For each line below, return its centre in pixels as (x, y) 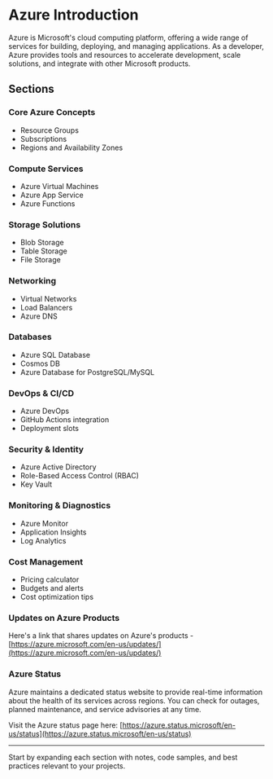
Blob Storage (42, 243)
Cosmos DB (40, 363)
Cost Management (46, 561)
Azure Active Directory (58, 467)
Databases (30, 337)
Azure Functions (48, 203)
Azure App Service (52, 195)
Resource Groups (50, 130)
